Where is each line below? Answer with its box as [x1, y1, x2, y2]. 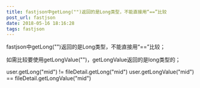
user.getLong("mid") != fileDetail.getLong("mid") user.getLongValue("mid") [6, 68, 195, 76]
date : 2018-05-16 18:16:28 [6, 20, 75, 26]
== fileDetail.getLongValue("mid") [6, 75, 91, 82]
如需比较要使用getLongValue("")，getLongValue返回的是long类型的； [6, 56, 181, 64]
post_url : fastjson [6, 15, 56, 21]
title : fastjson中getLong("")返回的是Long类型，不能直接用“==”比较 [6, 8, 167, 15]
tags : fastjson [6, 25, 45, 32]
